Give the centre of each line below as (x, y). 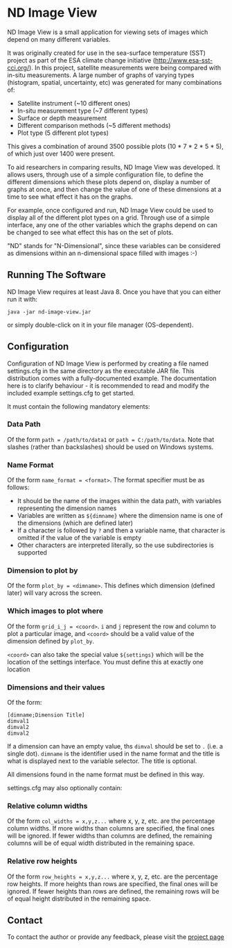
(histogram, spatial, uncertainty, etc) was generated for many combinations (115, 82)
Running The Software (56, 275)
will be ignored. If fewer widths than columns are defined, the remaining (110, 836)
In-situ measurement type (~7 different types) (83, 111)
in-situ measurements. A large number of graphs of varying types (101, 75)
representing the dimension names (67, 508)
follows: (18, 487)
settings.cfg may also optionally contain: (65, 788)
